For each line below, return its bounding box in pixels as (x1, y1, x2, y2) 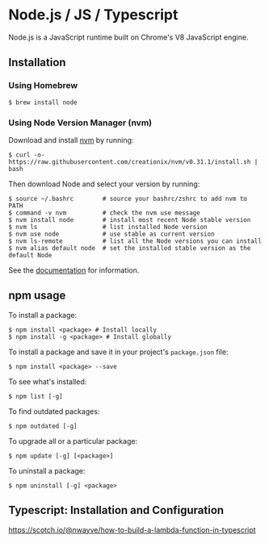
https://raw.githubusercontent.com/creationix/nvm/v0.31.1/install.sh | (8, 157, 258, 166)
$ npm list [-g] (8, 392, 63, 400)
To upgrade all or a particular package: (8, 436, 138, 445)
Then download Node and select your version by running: (8, 179, 200, 189)
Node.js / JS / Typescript (8, 6, 179, 24)
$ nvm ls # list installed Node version (8, 223, 208, 231)
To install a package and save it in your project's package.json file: (8, 347, 229, 357)
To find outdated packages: (8, 406, 100, 416)
